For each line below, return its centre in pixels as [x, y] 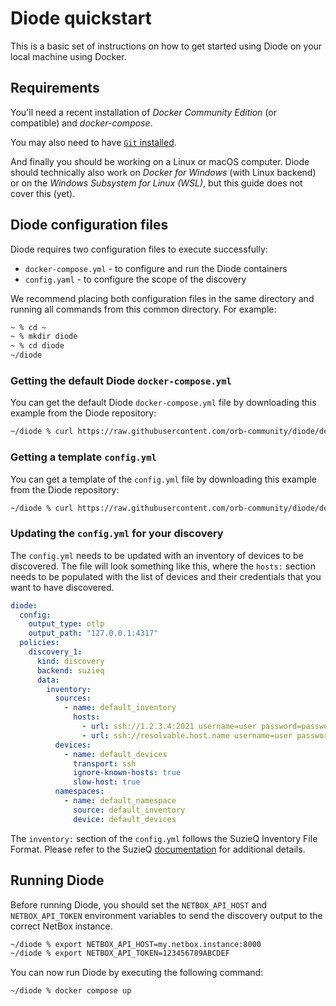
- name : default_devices [115, 754]
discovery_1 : [55, 652]
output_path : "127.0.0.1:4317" [93, 633]
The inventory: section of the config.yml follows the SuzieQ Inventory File [164, 838]
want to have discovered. [62, 587]
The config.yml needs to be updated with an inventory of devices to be [157, 555]
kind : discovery [70, 661]
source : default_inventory [129, 810]
